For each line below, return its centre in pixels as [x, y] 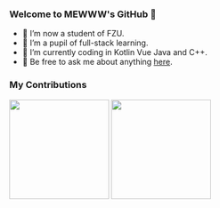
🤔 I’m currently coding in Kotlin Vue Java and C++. [114, 52]
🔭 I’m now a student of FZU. [73, 34]
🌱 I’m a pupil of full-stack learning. [85, 43]
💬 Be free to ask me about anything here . [98, 62]
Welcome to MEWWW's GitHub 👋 [83, 14]
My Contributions [48, 85]
